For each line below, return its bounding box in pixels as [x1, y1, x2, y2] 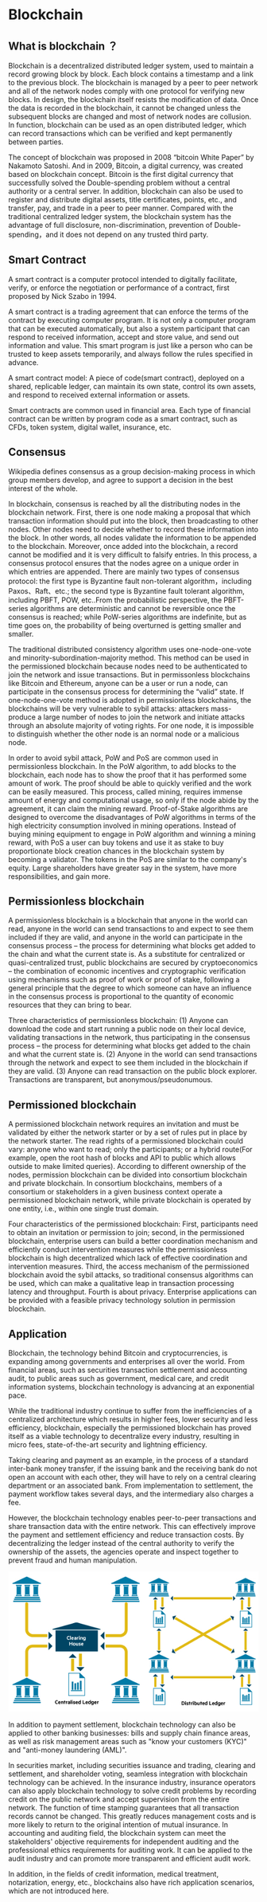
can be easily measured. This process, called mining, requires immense [8, 786, 243, 796]
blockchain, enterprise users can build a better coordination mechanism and [8, 1237, 258, 1246]
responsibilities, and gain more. [8, 871, 111, 881]
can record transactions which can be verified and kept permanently [8, 129, 233, 138]
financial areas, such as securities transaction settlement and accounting [8, 1365, 248, 1375]
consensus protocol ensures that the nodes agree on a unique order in [8, 558, 239, 567]
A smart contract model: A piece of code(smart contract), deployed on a [8, 373, 245, 382]
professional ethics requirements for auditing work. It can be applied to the [8, 1845, 253, 1855]
